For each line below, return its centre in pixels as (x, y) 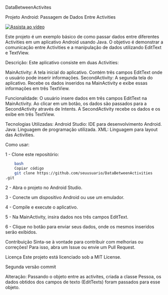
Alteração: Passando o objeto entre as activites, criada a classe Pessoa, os (83, 276)
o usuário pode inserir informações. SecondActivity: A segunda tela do (79, 78)
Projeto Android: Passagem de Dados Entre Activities (60, 17)
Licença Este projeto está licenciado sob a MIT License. (63, 257)
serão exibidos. (21, 232)
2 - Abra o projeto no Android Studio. (44, 187)
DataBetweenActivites (28, 7)
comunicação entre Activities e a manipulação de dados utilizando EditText (83, 47)
